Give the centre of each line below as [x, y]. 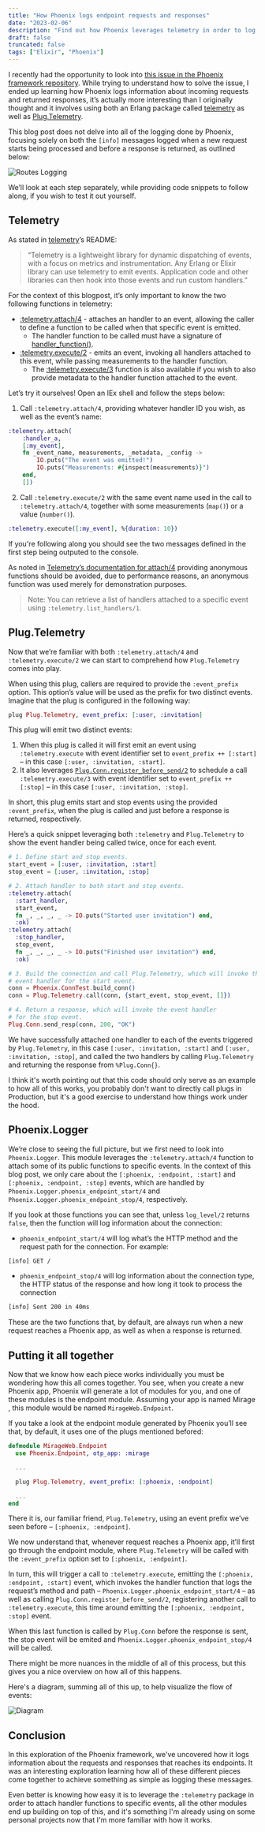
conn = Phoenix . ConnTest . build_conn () [72, 988]
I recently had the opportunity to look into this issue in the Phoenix [116, 75]
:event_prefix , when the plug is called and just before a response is [119, 811]
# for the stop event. [45, 1017]
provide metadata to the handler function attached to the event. [134, 377]
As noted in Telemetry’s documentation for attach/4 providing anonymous [128, 567]
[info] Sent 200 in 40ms [49, 1307]
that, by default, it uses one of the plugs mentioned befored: [106, 1431]
